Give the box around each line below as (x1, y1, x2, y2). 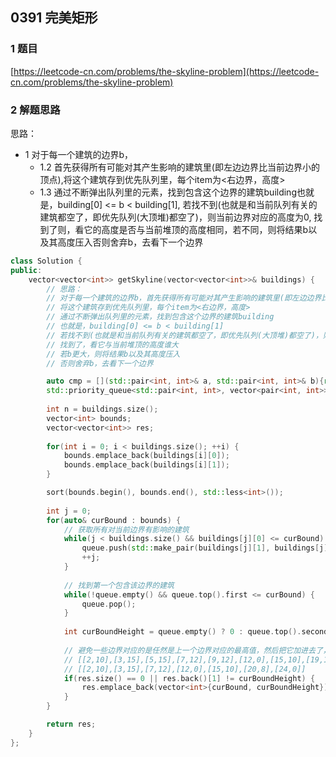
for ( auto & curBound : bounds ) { (46, 515, 182, 525)
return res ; (46, 719, 97, 730)
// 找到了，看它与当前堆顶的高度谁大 (46, 339, 180, 350)
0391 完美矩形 (10, 9, 98, 27)
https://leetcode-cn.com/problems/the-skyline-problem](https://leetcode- (13, 65, 320, 77)
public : (10, 265, 43, 275)
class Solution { (10, 256, 83, 266)
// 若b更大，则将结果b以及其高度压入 (46, 349, 181, 359)
